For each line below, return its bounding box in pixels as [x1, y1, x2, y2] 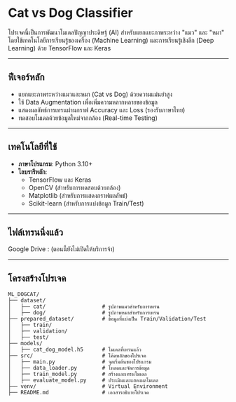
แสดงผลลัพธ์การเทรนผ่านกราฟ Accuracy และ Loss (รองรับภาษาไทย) [18, 105, 186, 114]
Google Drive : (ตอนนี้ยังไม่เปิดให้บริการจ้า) [8, 245, 115, 253]
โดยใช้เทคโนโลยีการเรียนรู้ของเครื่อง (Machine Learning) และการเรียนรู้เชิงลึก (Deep [8, 36, 214, 44]
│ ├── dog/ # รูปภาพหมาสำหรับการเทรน [8, 309, 160, 316]
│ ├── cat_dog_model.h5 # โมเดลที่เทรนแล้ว [8, 346, 142, 354]
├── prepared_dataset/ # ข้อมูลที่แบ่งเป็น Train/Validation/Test [8, 316, 207, 323]
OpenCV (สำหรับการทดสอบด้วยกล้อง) [28, 183, 121, 192]
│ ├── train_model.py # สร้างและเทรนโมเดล [8, 370, 147, 378]
